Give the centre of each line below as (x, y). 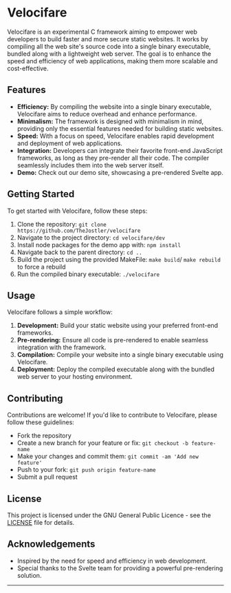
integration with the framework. (62, 347)
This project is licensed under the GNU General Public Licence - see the (109, 515)
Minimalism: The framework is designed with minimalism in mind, (110, 121)
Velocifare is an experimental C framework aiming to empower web (102, 32)
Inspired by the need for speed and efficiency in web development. (112, 561)
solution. (29, 575)
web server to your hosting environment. (75, 377)
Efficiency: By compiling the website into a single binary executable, (114, 106)
